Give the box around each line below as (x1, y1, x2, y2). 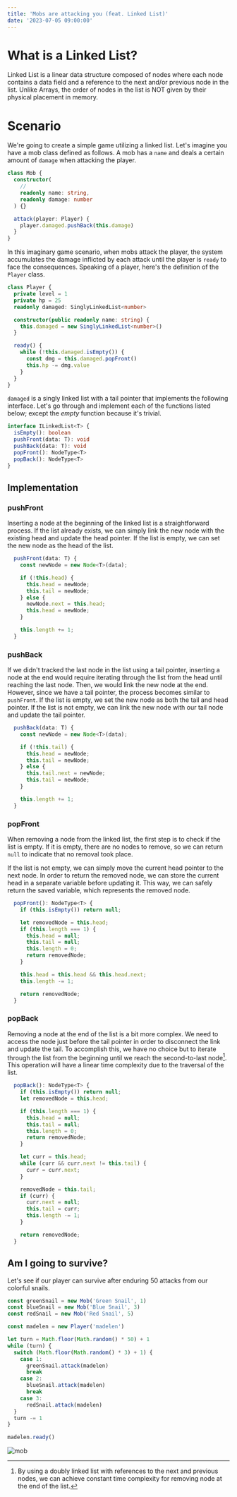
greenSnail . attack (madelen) (25, 1362, 109, 1369)
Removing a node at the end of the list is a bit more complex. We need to (7, 1029, 219, 1038)
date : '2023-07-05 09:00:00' (7, 17, 93, 24)
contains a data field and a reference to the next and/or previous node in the (7, 78, 229, 87)
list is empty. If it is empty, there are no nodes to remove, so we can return (7, 842, 224, 851)
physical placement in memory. (7, 93, 99, 102)
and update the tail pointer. (7, 710, 86, 720)
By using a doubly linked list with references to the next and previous (17, 1467, 219, 1475)
